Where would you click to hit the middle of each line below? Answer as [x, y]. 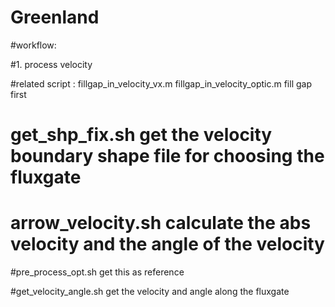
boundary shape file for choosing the [167, 156]
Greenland [55, 17]
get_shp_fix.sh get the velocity [141, 135]
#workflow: [33, 45]
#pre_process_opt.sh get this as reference [97, 272]
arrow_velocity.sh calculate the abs [161, 223]
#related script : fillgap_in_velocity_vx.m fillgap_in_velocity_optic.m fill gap [161, 83]
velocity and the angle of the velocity [167, 244]
